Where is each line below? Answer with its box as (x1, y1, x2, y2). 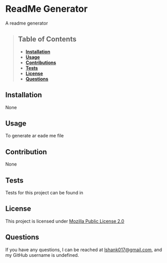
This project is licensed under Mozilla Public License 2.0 (5, 218, 124, 224)
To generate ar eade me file (5, 133, 64, 139)
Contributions (25, 59, 57, 66)
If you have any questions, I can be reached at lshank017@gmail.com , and (5, 247, 162, 253)
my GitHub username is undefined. (5, 252, 79, 258)
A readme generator (5, 20, 48, 26)
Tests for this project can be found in (5, 190, 84, 195)
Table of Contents (17, 35, 77, 44)
